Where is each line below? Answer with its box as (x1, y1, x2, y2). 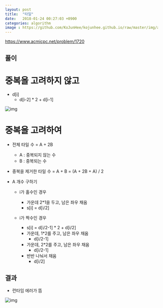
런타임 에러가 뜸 (12, 288, 42, 293)
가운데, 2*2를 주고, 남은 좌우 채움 (26, 242, 90, 248)
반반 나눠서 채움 (26, 253, 57, 259)
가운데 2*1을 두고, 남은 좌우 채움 (26, 199, 87, 205)
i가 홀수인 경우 (19, 189, 47, 195)
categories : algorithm (5, 20, 51, 26)
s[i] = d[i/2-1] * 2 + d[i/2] (26, 225, 76, 231)
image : (5, 25, 21, 30)
